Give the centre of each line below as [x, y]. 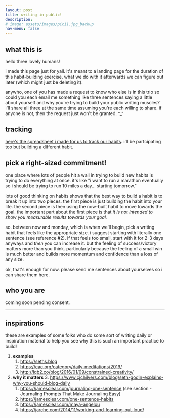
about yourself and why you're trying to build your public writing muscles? [83, 102]
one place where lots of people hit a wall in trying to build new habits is [79, 175]
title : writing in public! [34, 15]
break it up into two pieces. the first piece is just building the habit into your [84, 201]
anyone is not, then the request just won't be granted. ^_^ [65, 113]
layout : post [19, 10]
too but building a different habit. [39, 147]
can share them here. [27, 275]
